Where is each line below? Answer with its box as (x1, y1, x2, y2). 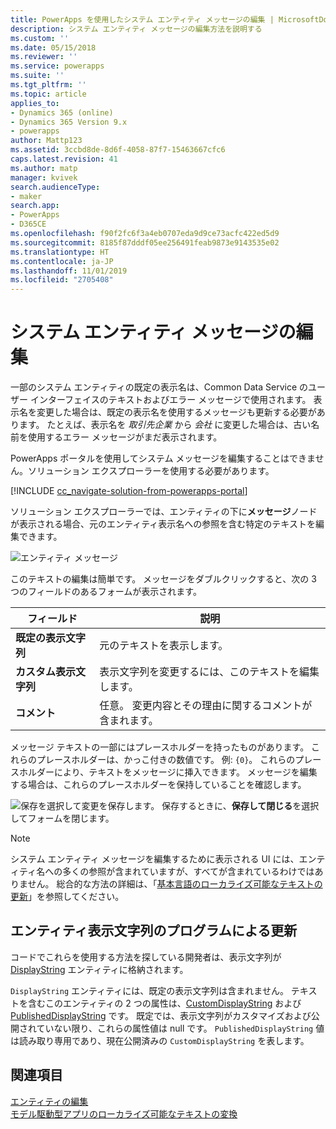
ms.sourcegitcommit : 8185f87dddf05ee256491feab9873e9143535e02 (10, 237, 280, 248)
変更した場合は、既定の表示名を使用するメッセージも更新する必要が (36, 406, 317, 418)
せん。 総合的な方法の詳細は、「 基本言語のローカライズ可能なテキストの (27, 878, 323, 890)
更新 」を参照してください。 (10, 891, 125, 903)
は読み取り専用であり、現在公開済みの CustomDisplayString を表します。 (10, 1034, 310, 1046)
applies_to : (10, 98, 60, 108)
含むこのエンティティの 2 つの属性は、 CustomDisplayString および (27, 997, 302, 1009)
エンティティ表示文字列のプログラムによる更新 (10, 922, 298, 940)
